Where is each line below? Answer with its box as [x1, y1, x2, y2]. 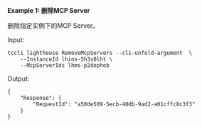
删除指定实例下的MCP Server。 [7, 21, 100, 30]
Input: [7, 36, 25, 44]
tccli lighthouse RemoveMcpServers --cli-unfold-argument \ [7, 49, 193, 56]
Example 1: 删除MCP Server [7, 6, 90, 14]
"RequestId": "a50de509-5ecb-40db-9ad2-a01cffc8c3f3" [33, 101, 196, 108]
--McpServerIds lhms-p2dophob [20, 62, 110, 69]
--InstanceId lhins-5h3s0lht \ [20, 56, 113, 63]
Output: [7, 74, 30, 83]
